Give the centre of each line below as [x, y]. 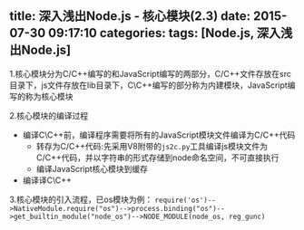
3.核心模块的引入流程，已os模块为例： [81, 199]
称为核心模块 [49, 96]
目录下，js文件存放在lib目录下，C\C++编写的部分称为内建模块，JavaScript [148, 85]
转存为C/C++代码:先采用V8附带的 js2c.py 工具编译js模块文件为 [152, 146]
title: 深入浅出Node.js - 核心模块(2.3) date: [130, 16]
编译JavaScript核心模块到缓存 [92, 168]
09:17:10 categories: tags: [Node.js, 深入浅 [171, 33]
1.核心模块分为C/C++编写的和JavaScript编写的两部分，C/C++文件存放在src [151, 73]
